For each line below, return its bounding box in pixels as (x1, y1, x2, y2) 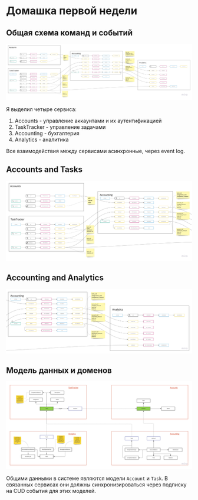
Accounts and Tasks (6, 164, 83, 175)
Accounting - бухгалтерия (14, 130, 80, 137)
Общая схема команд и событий (6, 28, 133, 38)
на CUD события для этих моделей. (6, 487, 96, 494)
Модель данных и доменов (6, 365, 112, 375)
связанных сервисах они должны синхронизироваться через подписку (6, 480, 187, 488)
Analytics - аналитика (14, 136, 69, 143)
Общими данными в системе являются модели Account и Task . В (6, 475, 168, 482)
